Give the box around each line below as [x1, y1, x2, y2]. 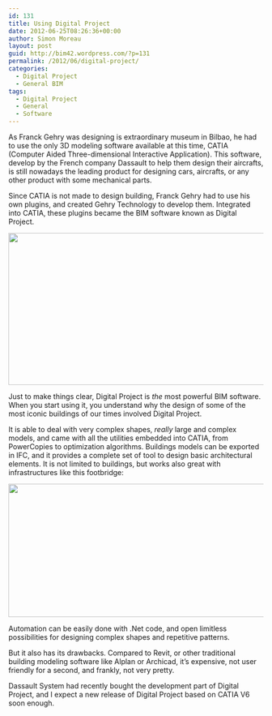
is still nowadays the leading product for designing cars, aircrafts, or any [8, 167, 249, 176]
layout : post [8, 42, 53, 50]
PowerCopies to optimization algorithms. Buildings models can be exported [8, 442, 260, 451]
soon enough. [8, 698, 55, 708]
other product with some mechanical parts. [8, 175, 152, 185]
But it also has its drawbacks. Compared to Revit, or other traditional [8, 648, 236, 658]
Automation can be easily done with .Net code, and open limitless [8, 624, 227, 633]
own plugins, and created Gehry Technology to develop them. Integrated [8, 199, 251, 209]
